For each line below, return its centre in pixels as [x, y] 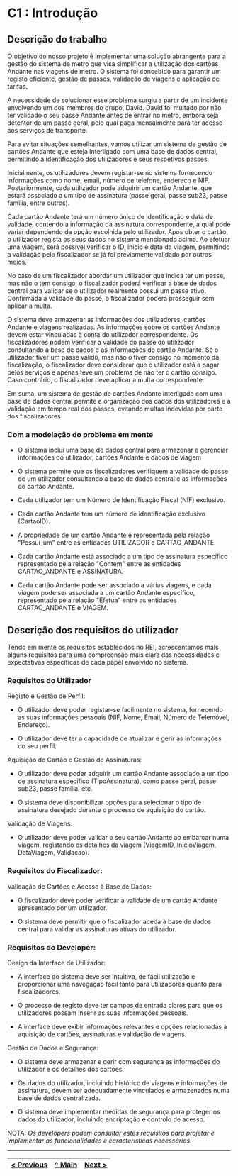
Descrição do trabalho [57, 39]
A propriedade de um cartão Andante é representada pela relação [114, 535]
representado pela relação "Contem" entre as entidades [99, 564]
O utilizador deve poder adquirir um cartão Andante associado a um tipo [123, 774]
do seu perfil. [37, 746]
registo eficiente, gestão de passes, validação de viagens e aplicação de [113, 79]
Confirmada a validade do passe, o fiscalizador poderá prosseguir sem [111, 298]
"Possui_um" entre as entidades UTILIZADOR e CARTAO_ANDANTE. [117, 543]
